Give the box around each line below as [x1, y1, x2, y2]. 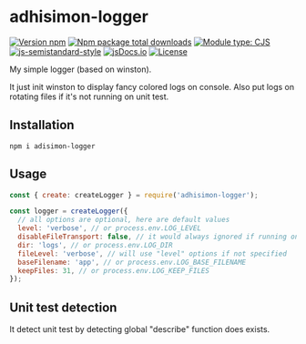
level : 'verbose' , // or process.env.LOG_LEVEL [17, 224, 202, 233]
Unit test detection [9, 299, 117, 315]
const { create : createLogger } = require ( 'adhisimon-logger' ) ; [9, 190, 259, 199]
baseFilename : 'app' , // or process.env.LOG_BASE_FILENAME [17, 258, 247, 267]
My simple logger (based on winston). [9, 64, 152, 75]
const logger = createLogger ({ [9, 207, 128, 216]
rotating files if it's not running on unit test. [9, 91, 169, 102]
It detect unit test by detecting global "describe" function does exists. [9, 324, 270, 335]
